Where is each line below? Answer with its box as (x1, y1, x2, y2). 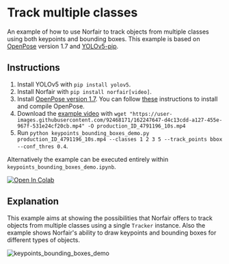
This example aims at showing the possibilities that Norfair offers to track (7, 214, 213, 222)
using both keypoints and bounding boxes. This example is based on (7, 34, 200, 43)
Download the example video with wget (16, 109, 127, 117)
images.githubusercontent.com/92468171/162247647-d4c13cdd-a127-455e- (16, 117, 223, 123)
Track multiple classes (7, 5, 138, 21)
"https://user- (129, 110, 173, 117)
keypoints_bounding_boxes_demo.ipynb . (7, 163, 116, 171)
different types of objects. (7, 235, 81, 244)
